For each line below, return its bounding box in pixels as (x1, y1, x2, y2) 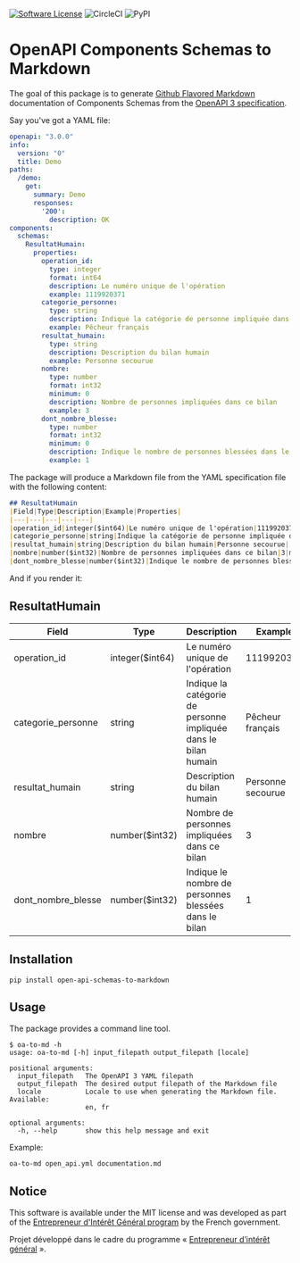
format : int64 (48, 273, 102, 282)
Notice (9, 1184, 47, 1199)
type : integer (48, 264, 102, 274)
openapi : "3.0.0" (9, 132, 74, 141)
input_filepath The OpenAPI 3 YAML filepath (17, 1072, 194, 1081)
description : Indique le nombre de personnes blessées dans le (48, 447, 290, 457)
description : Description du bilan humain (48, 348, 210, 357)
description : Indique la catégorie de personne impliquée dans (48, 315, 290, 324)
